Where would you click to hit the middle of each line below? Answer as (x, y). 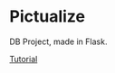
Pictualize (48, 17)
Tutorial (24, 59)
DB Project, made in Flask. (58, 41)
